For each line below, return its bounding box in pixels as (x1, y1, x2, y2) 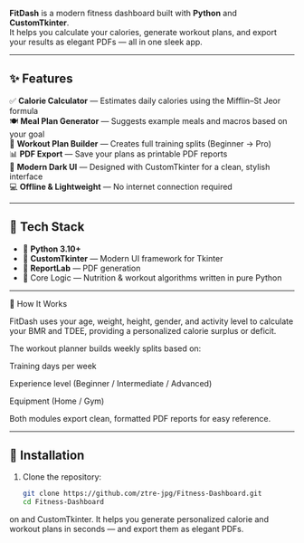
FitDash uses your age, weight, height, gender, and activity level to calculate (9, 316, 294, 327)
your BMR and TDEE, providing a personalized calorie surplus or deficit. (9, 325, 277, 336)
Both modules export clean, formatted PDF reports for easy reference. (9, 413, 271, 424)
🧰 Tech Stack (9, 219, 85, 234)
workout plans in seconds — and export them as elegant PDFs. (9, 524, 244, 535)
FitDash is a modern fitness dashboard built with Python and (9, 8, 238, 18)
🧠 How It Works (9, 298, 68, 309)
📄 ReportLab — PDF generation (22, 262, 141, 273)
